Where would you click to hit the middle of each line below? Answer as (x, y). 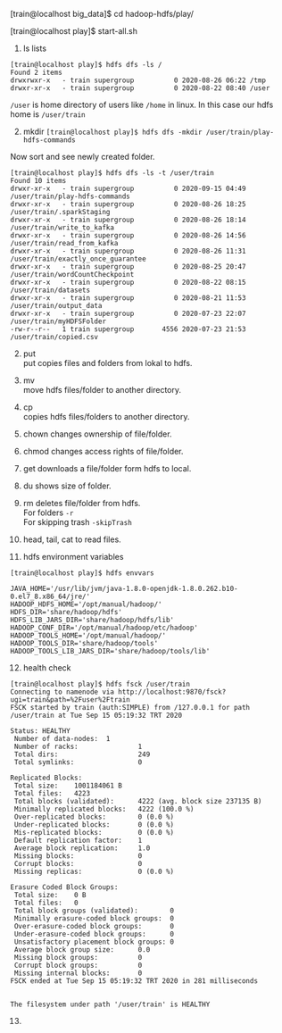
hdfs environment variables (73, 557)
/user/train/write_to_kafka (62, 228)
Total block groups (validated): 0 (94, 911)
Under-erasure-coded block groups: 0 (94, 934)
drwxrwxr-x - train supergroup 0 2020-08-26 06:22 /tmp (138, 80)
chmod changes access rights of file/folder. (103, 451)
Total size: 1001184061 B (68, 786)
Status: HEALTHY (40, 731)
